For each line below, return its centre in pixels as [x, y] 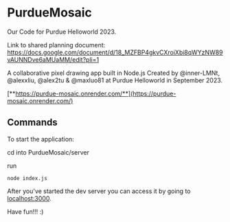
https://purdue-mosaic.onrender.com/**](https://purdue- [96, 93]
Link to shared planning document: [56, 45]
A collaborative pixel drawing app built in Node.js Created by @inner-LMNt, [114, 73]
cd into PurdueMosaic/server [48, 152]
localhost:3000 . [29, 198]
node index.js [27, 178]
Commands [33, 123]
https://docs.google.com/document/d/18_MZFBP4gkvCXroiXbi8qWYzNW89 [115, 52]
